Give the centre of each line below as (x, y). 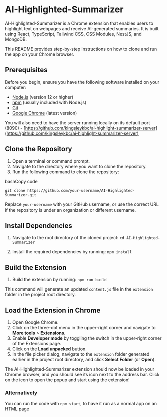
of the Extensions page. (37, 344)
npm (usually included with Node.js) (49, 102)
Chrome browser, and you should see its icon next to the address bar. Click (82, 375)
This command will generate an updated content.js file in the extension (79, 289)
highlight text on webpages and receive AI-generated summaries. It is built (82, 28)
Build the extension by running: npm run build (60, 280)
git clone (15, 191)
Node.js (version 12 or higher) (43, 97)
